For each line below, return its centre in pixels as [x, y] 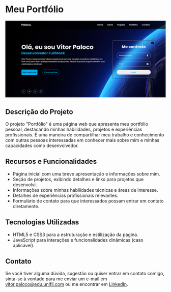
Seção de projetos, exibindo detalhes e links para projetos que [78, 179]
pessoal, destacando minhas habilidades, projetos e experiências [74, 129]
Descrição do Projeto [39, 112]
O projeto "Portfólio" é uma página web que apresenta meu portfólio [77, 124]
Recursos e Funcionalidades [51, 162]
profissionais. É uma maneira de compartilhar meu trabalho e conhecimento [85, 135]
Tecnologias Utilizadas [42, 222]
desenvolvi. [25, 185]
